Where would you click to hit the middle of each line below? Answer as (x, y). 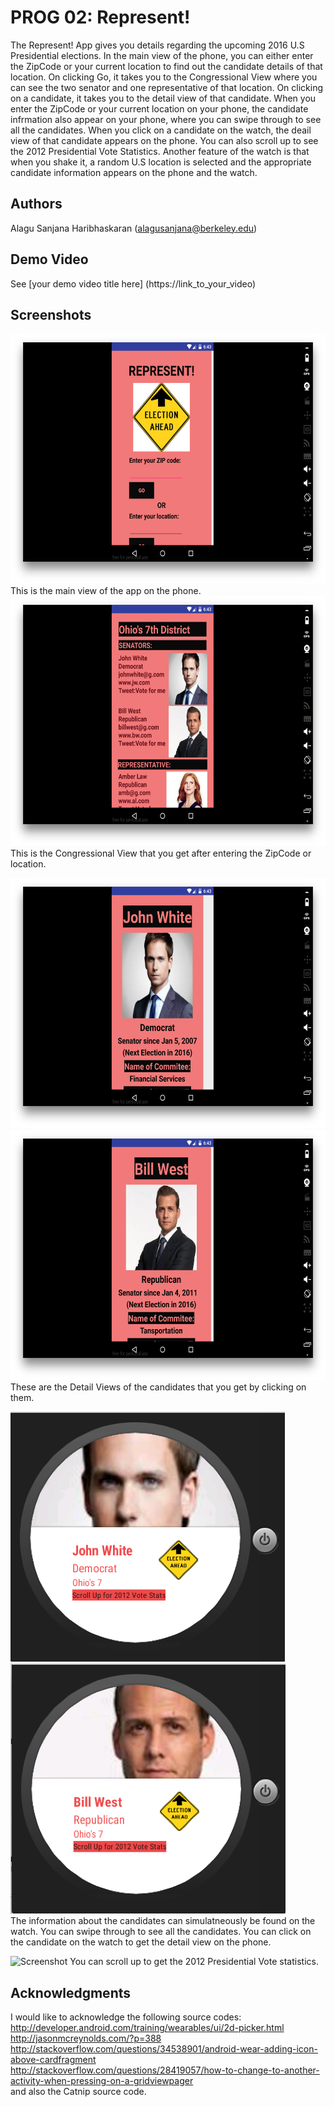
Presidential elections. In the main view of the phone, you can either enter (162, 55)
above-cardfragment (53, 2060)
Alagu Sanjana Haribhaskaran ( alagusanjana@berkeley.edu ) (134, 228)
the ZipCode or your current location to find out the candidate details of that (166, 66)
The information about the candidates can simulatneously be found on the (163, 1921)
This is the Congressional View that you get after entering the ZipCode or (161, 853)
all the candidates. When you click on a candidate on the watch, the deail (161, 130)
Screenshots (51, 314)
